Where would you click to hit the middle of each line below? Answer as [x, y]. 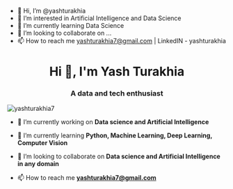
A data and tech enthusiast [117, 93]
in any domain [38, 164]
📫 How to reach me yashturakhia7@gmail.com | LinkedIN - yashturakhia [121, 41]
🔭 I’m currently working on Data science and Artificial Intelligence [113, 122]
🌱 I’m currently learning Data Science [71, 25]
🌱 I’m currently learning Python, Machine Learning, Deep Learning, [115, 135]
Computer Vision [42, 143]
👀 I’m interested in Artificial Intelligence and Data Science [99, 18]
